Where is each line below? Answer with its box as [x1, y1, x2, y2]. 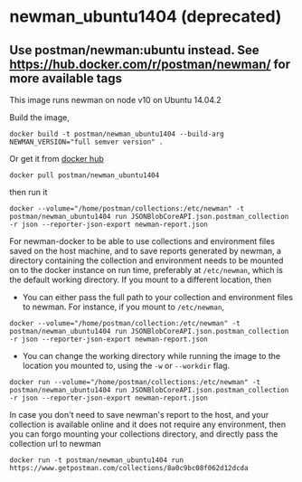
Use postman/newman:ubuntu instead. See [9, 43, 260, 58]
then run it [9, 187, 48, 197]
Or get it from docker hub [9, 154, 104, 164]
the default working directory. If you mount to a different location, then [9, 274, 272, 285]
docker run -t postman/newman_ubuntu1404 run [9, 456, 184, 465]
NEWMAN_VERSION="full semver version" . [9, 137, 165, 146]
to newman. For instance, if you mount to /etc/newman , [22, 301, 224, 312]
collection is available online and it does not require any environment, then [9, 419, 287, 430]
